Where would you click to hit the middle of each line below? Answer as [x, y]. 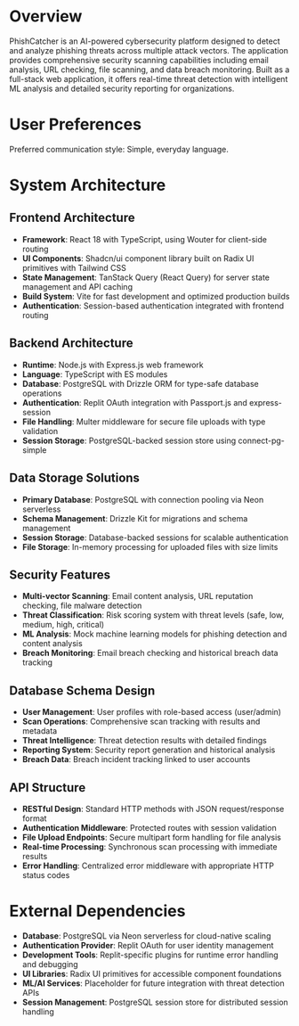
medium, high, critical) [63, 625]
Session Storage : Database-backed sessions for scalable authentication [155, 538]
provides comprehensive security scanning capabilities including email [139, 60]
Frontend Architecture [72, 218]
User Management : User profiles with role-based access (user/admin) [152, 712]
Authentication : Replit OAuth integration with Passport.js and [134, 402]
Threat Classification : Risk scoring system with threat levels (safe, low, [153, 615]
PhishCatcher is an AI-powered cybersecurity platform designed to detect [145, 41]
